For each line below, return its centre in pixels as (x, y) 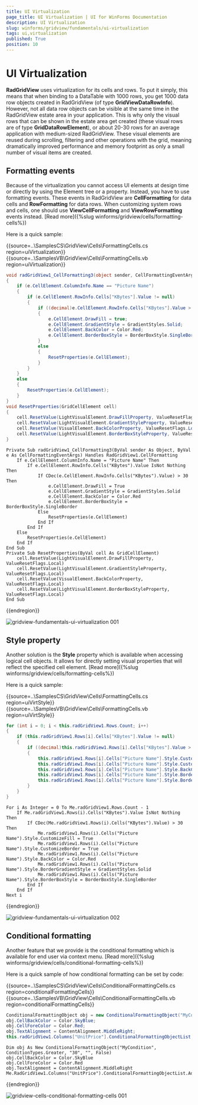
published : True (26, 39)
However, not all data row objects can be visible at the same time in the (93, 108)
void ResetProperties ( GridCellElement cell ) (62, 406)
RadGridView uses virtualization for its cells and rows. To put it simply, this (97, 90)
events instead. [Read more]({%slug (50, 216)
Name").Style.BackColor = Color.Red (51, 859)
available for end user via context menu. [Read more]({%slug (80, 956)
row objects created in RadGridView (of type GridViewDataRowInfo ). (90, 102)
